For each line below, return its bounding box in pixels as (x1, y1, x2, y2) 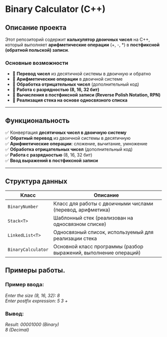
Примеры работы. (5, 266, 66, 275)
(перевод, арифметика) (53, 206, 111, 213)
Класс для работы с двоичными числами (53, 200, 154, 207)
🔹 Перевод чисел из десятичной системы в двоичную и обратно (12, 71, 151, 77)
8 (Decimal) (5, 327, 29, 333)
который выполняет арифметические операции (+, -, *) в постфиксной (5, 42, 160, 48)
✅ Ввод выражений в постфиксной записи (5, 158, 98, 164)
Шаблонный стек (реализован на (53, 214, 133, 221)
